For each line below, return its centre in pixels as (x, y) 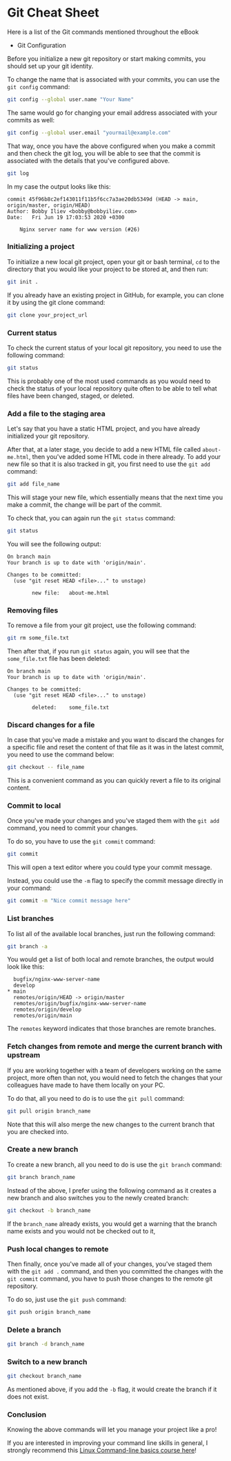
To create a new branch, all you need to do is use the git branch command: (114, 1164)
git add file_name (33, 484)
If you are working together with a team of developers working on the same (114, 1070)
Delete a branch (34, 1330)
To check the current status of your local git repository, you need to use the (114, 348)
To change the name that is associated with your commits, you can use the (113, 79)
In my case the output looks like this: (59, 186)
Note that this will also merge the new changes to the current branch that (111, 1124)
